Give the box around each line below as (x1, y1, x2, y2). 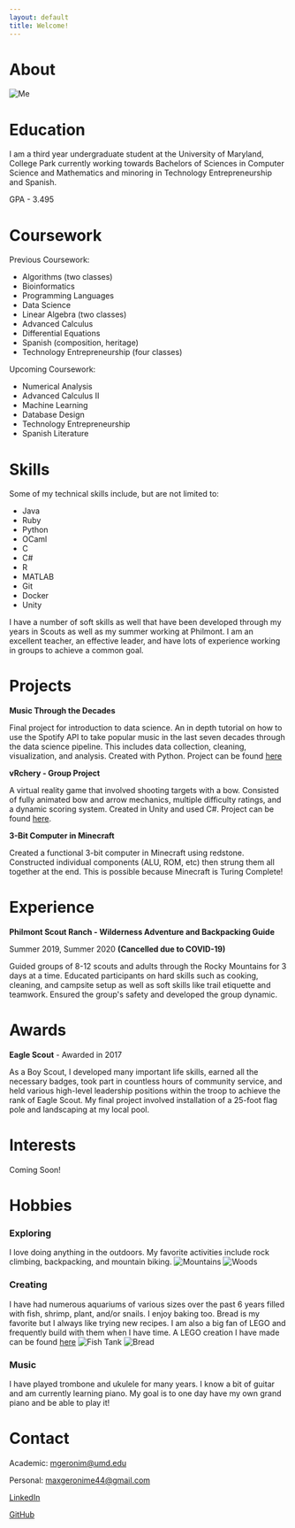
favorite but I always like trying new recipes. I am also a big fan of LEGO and (9, 1317, 286, 1328)
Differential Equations (21, 328, 101, 339)
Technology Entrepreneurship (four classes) (21, 347, 183, 358)
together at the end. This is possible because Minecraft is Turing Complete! (9, 867, 284, 877)
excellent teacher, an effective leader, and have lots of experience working (9, 636, 281, 646)
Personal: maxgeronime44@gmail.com (9, 1475, 151, 1486)
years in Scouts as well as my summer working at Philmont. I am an (9, 626, 253, 637)
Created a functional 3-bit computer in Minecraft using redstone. (9, 847, 245, 859)
